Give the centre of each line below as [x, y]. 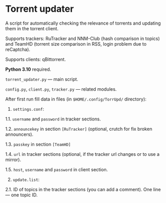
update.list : [26, 179]
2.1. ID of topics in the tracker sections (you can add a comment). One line [83, 189]
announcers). [19, 134]
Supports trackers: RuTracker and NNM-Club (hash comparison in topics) [82, 38]
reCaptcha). [18, 49]
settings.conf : [28, 109]
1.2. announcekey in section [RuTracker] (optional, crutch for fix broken [79, 129]
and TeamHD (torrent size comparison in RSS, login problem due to [76, 44]
